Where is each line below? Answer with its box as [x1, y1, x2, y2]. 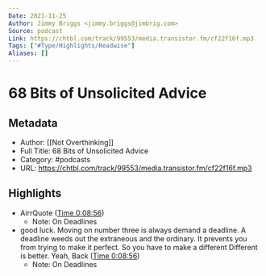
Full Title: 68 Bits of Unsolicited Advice [19, 146, 149, 156]
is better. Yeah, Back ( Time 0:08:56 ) [19, 251, 140, 261]
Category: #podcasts [19, 155, 91, 164]
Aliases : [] [8, 49, 48, 57]
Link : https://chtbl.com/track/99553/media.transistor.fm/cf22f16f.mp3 [8, 34, 254, 43]
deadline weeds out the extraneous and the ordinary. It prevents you [19, 233, 247, 243]
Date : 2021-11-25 [8, 11, 67, 20]
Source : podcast [8, 27, 63, 35]
